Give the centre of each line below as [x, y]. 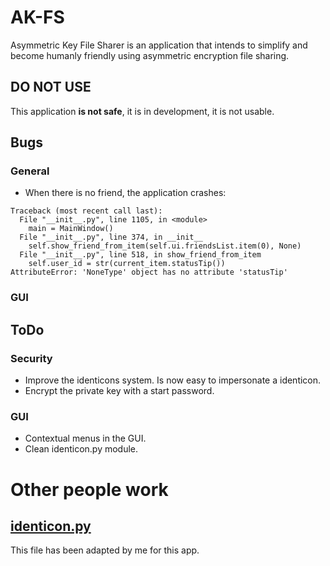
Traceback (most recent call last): [86, 211]
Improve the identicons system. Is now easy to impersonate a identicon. [173, 380]
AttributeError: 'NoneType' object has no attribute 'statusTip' [149, 272]
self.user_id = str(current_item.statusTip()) [127, 264]
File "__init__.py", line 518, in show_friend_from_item [140, 255]
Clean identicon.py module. [81, 449]
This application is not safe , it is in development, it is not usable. [142, 111]
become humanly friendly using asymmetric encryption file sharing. [150, 55]
